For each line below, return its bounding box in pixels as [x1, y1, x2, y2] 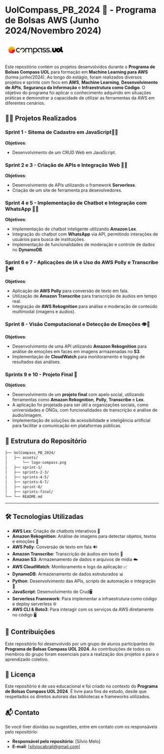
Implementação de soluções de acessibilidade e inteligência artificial [12, 417, 151, 423]
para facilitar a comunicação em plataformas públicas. [12, 423, 122, 429]
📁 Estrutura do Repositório [5, 437, 87, 445]
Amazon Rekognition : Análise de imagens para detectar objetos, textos [12, 533, 157, 539]
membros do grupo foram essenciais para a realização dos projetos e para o [5, 651, 159, 657]
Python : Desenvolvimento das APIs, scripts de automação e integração [12, 578, 156, 584]
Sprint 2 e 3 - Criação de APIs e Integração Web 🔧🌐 [5, 161, 128, 168]
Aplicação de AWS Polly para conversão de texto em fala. [12, 288, 129, 294]
